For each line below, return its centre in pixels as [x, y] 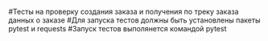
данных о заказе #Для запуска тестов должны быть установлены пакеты [134, 20]
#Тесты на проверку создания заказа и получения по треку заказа [124, 12]
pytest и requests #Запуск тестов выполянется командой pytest [118, 29]
